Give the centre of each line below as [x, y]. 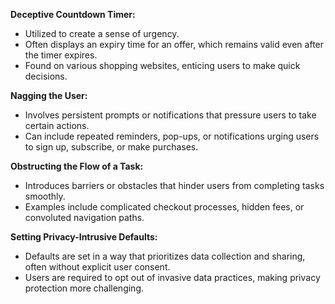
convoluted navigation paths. [84, 217]
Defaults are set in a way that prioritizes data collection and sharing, [165, 256]
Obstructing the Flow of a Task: [77, 166]
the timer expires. [61, 55]
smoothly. [45, 196]
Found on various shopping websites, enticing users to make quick [162, 65]
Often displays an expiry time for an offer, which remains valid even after [174, 44]
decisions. [46, 76]
